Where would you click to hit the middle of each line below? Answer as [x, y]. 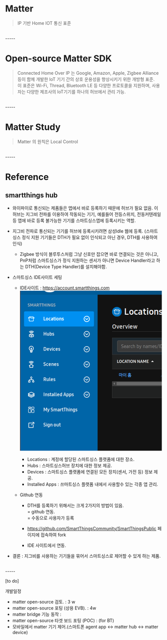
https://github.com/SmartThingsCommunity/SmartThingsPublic [92, 528]
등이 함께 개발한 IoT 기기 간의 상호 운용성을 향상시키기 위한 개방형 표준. [86, 79]
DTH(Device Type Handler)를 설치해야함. [66, 266]
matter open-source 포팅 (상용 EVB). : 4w [54, 608]
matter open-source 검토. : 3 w [44, 602]
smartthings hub [32, 195]
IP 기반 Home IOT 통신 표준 [44, 23]
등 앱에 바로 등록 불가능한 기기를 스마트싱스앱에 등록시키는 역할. [74, 220]
